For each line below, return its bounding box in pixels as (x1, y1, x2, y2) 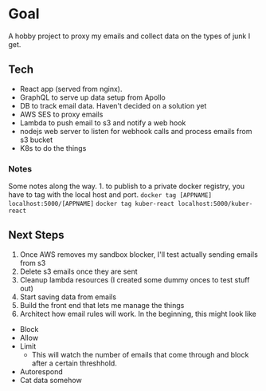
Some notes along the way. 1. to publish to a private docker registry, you (8, 181, 245, 192)
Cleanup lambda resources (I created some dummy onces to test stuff (19, 274, 250, 284)
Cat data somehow (19, 375, 82, 385)
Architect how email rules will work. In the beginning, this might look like (19, 309, 256, 318)
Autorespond (19, 366, 63, 376)
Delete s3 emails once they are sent (19, 267, 138, 276)
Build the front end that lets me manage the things (19, 300, 185, 310)
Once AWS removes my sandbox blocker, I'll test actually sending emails (19, 249, 259, 259)
